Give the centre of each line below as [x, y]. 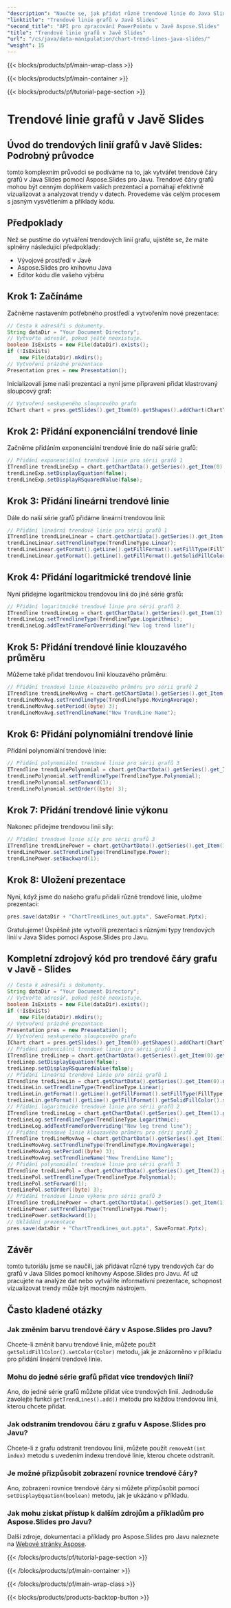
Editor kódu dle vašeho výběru [60, 275]
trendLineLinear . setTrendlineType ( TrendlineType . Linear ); [92, 543]
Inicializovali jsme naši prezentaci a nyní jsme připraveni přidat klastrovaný [112, 383]
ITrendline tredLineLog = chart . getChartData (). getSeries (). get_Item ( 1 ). [115, 1113]
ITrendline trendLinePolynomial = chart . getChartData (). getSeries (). [109, 770]
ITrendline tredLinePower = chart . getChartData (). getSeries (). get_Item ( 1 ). [118, 1203]
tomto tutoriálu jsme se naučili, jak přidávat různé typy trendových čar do [111, 1266]
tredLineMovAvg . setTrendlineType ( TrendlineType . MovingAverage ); [101, 1145]
